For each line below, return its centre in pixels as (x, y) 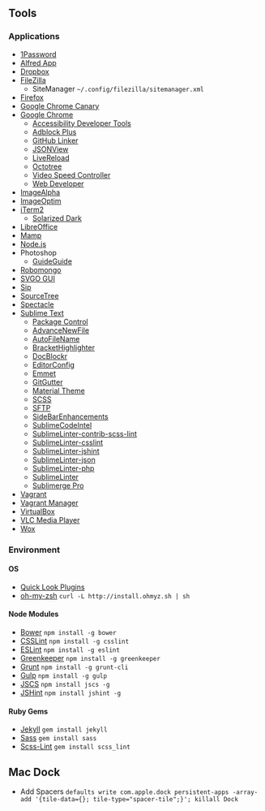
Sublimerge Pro (58, 485)
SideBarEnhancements (70, 416)
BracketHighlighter (64, 347)
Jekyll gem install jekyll (64, 729)
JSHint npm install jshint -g (71, 692)
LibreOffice (39, 226)
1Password (38, 54)
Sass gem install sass (58, 738)
